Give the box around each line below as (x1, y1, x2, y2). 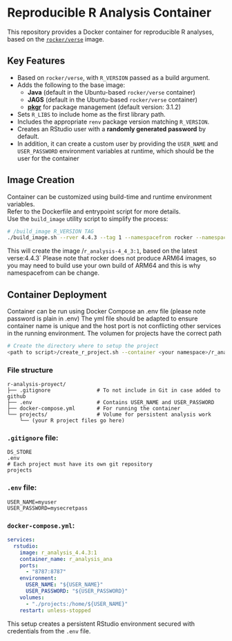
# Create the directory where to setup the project (7, 343, 159, 350)
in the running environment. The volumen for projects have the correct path (7, 329, 222, 338)
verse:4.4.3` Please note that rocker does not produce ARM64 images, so (7, 254, 217, 262)
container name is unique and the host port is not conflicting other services (7, 322, 222, 330)
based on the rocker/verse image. (7, 35, 105, 43)
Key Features (7, 55, 66, 67)
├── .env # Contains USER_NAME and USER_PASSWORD (7, 399, 215, 406)
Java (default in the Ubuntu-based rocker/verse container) (27, 88, 195, 96)
